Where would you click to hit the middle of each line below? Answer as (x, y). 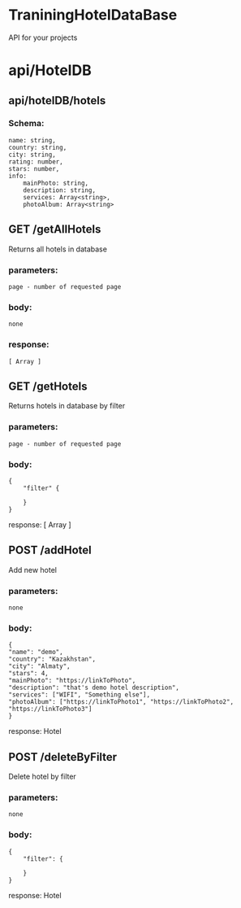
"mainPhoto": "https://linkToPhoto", (72, 681)
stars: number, (34, 168)
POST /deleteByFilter (63, 757)
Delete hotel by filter (43, 777)
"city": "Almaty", (39, 666)
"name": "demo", (36, 653)
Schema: (26, 124)
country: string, (38, 147)
